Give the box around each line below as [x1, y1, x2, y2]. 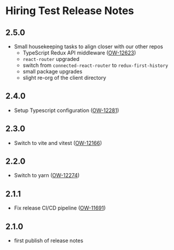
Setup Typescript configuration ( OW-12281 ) [13, 107, 120, 114]
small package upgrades [22, 68, 83, 75]
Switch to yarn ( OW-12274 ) [13, 172, 80, 179]
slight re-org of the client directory [22, 75, 107, 81]
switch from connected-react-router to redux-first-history [22, 62, 168, 69]
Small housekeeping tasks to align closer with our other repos [13, 43, 163, 50]
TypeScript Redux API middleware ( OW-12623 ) [22, 49, 137, 56]
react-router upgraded [22, 56, 80, 62]
